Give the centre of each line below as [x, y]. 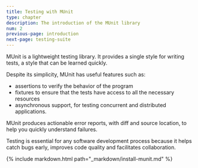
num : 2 [14, 28]
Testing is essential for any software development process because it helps [99, 141]
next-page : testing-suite [38, 39]
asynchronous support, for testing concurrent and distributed [90, 105]
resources [27, 99]
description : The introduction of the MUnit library [73, 23]
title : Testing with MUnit [40, 12]
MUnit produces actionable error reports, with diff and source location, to [97, 123]
